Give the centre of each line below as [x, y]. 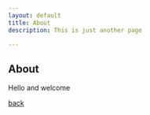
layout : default [35, 15]
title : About [29, 23]
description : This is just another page [75, 30]
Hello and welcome [39, 88]
